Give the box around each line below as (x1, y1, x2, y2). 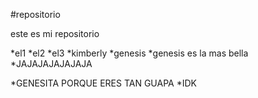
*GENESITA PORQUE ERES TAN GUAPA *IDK (10, 77, 197, 89)
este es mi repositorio (10, 28, 100, 39)
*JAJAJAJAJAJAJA (10, 58, 93, 69)
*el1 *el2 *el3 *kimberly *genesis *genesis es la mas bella (10, 47, 249, 59)
